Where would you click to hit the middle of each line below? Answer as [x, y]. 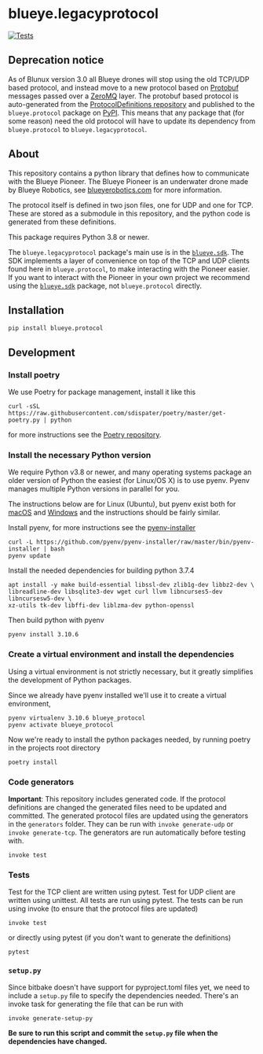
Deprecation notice [56, 60]
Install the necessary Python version [80, 455]
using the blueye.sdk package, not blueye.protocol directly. [105, 286]
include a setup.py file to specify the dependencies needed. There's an [123, 995]
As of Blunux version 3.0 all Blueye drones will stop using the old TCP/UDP [129, 79]
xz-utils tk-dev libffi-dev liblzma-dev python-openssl [101, 606]
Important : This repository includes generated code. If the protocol [117, 798]
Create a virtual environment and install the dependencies [121, 654]
